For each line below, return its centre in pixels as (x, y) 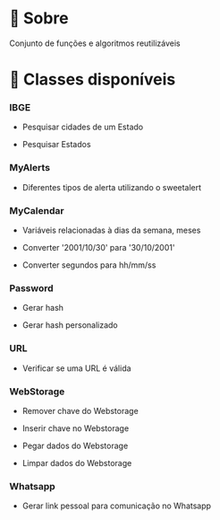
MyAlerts (30, 168)
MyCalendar (37, 210)
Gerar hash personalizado (70, 325)
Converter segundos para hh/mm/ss (89, 265)
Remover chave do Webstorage (80, 410)
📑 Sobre (39, 18)
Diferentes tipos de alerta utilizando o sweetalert (112, 187)
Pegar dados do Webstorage (75, 445)
